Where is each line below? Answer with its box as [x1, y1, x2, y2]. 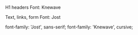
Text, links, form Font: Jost [5, 14, 61, 20]
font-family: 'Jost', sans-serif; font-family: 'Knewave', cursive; [5, 24, 133, 30]
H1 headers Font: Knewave [5, 5, 61, 10]
